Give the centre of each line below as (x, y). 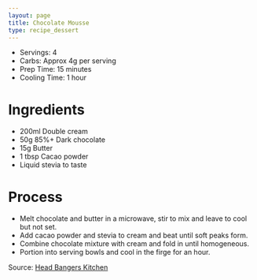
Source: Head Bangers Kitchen (58, 267)
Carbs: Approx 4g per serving (68, 61)
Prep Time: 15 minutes (55, 69)
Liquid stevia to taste (53, 165)
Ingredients (46, 109)
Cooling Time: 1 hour (53, 78)
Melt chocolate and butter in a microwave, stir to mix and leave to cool (133, 218)
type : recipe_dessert (44, 30)
